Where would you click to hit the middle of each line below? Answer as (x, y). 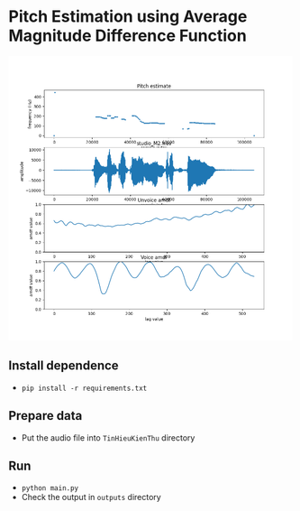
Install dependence (64, 366)
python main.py (50, 488)
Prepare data (45, 416)
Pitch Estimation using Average (128, 17)
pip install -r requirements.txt (84, 388)
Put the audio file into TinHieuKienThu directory (108, 437)
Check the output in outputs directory (91, 497)
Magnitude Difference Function (127, 36)
